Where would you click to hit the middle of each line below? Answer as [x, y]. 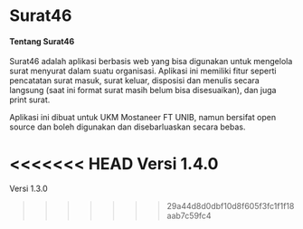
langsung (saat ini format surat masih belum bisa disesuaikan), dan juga [143, 91]
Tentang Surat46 [42, 41]
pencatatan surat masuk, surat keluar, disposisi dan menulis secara [134, 81]
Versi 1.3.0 [28, 189]
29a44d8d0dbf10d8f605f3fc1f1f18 [231, 206]
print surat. [30, 100]
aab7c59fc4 [189, 216]
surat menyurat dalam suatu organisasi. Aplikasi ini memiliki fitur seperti [143, 71]
